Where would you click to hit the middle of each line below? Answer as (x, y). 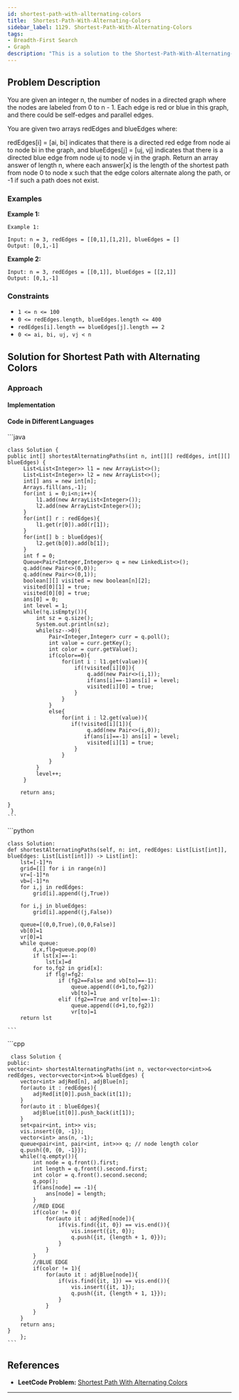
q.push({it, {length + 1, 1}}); (119, 1294)
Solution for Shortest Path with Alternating (104, 357)
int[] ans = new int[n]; (60, 481)
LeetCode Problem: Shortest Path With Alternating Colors (102, 1382)
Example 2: (24, 259)
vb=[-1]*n (35, 881)
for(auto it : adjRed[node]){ (90, 1219)
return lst (36, 1019)
